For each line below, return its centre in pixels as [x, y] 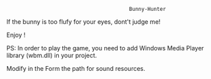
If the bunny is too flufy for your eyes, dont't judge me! [84, 22]
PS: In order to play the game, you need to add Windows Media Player [105, 48]
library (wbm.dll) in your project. [52, 55]
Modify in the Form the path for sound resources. [76, 68]
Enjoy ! [16, 35]
